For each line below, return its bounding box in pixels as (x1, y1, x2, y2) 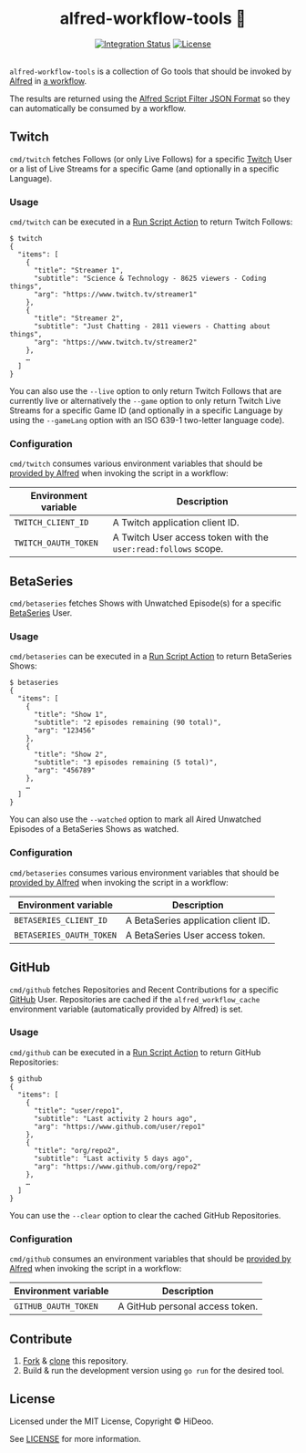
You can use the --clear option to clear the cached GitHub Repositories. (9, 1209, 281, 1220)
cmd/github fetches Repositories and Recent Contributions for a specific (9, 984, 280, 995)
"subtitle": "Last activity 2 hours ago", (33, 1114, 198, 1123)
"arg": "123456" (33, 726, 96, 735)
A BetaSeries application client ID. (126, 914, 270, 927)
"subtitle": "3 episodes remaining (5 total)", (33, 758, 219, 767)
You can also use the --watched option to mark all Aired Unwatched (9, 814, 261, 825)
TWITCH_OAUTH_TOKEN (14, 538, 98, 548)
